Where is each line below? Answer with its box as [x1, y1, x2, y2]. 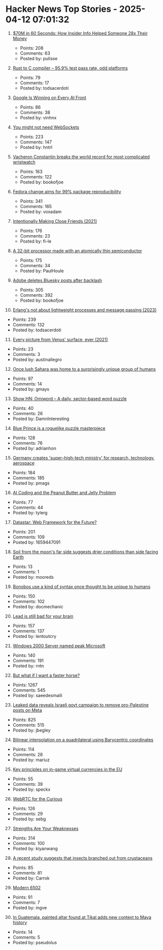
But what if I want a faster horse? [12, 672, 80, 678]
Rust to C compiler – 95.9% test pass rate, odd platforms [12, 65, 128, 71]
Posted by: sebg [12, 816, 46, 822]
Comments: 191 [12, 657, 44, 664]
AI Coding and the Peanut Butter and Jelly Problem [12, 490, 116, 495]
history [12, 919, 28, 925]
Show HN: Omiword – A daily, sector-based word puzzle [12, 395, 127, 401]
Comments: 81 [12, 870, 42, 876]
